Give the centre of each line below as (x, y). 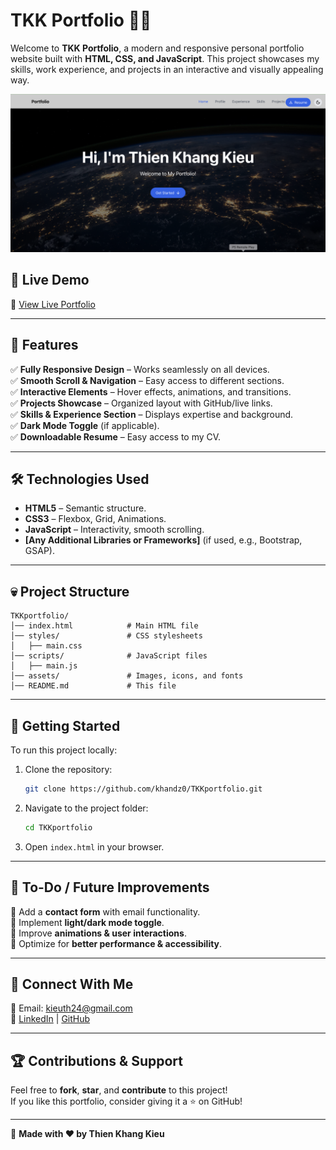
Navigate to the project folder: (86, 808)
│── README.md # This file (93, 686)
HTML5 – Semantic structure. (85, 508)
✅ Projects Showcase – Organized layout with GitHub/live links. (141, 403)
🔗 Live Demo (50, 280)
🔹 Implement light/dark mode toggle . (87, 922)
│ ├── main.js (44, 666)
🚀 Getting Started (65, 725)
